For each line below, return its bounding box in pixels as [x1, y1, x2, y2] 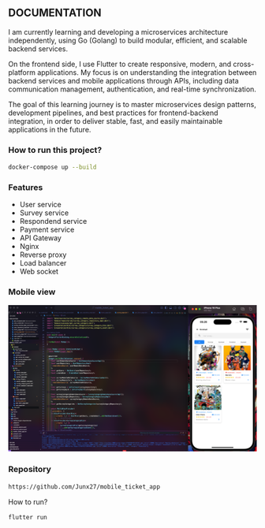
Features [8, 181, 43, 192]
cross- [233, 59, 255, 69]
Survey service [19, 208, 69, 218]
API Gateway [19, 233, 62, 243]
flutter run [8, 513, 47, 521]
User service [19, 200, 62, 210]
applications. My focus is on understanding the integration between [36, 67, 257, 77]
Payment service [19, 225, 75, 235]
